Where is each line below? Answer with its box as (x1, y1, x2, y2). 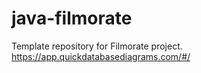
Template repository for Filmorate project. (11, 40, 183, 52)
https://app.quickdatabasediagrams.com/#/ (11, 50, 191, 62)
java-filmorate (11, 7, 133, 30)
